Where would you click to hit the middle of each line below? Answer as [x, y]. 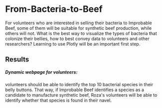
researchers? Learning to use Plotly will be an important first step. [73, 44]
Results [17, 60]
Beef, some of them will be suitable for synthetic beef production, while [79, 28]
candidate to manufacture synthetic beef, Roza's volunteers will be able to [81, 95]
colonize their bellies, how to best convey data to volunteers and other [77, 39]
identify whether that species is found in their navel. [58, 101]
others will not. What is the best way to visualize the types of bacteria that [81, 33]
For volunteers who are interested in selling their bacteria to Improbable [79, 23]
